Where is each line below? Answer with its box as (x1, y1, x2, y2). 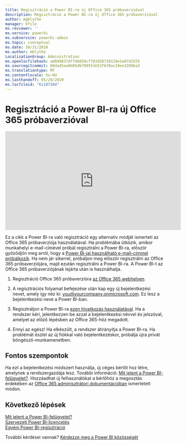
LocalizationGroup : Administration (5, 54, 80, 59)
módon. (5, 386, 21, 392)
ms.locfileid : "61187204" (5, 82, 59, 87)
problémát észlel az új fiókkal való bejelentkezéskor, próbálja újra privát (12, 332, 160, 338)
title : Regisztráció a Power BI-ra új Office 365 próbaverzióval (5, 7, 144, 13)
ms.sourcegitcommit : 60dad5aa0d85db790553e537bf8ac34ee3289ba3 (5, 63, 140, 68)
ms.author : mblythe (5, 49, 46, 54)
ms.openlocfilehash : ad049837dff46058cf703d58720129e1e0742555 (5, 59, 140, 64)
